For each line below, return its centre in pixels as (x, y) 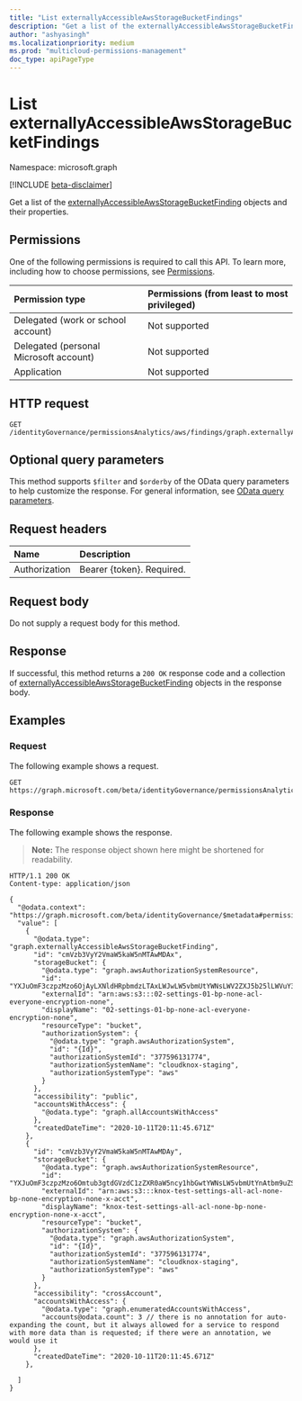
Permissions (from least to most (218, 294)
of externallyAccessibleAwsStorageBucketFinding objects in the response (146, 682)
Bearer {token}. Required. (133, 570)
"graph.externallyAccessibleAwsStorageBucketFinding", (114, 946)
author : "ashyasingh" (50, 34)
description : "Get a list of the (72, 26)
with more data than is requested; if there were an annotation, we (140, 1333)
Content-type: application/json (70, 883)
